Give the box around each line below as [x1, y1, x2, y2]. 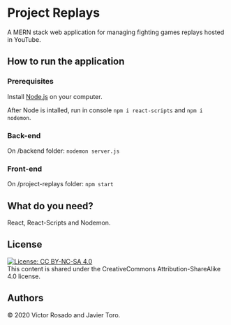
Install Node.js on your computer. [7, 92, 103, 100]
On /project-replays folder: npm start [7, 180, 114, 188]
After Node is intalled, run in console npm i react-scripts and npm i [7, 106, 203, 114]
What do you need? [7, 200, 94, 212]
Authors [7, 292, 44, 304]
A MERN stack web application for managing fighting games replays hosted [7, 28, 225, 36]
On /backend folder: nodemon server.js [7, 146, 120, 155]
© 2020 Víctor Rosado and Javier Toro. [7, 310, 121, 319]
